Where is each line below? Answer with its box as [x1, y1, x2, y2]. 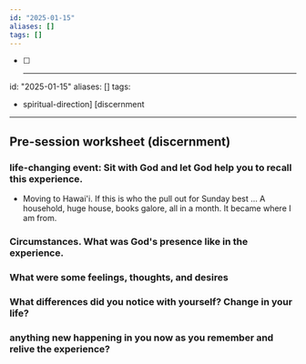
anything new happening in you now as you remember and [9, 331, 274, 344]
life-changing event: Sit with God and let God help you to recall [9, 161, 292, 174]
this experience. [9, 172, 84, 185]
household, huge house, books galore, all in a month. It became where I [22, 203, 291, 214]
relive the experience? [9, 342, 111, 355]
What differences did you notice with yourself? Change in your [9, 295, 293, 308]
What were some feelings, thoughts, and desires [9, 270, 229, 283]
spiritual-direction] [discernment [22, 99, 145, 110]
